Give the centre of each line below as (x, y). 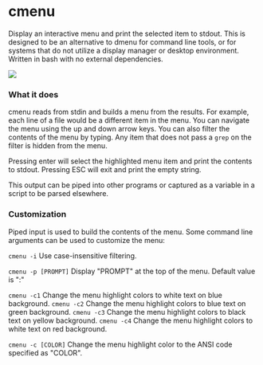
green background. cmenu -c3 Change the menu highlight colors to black (127, 312)
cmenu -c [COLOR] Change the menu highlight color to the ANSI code (120, 344)
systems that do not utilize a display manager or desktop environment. (124, 50)
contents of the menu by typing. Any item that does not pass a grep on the (130, 137)
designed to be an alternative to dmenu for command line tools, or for (122, 41)
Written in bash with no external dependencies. (86, 59)
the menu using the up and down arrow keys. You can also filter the (119, 129)
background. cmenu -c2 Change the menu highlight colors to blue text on (127, 303)
